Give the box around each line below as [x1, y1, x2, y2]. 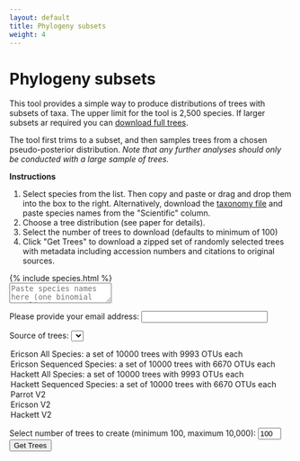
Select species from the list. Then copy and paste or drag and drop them [22, 189, 292, 199]
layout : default [9, 13, 70, 22]
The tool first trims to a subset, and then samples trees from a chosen [9, 135, 268, 146]
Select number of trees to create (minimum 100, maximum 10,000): [9, 428, 256, 439]
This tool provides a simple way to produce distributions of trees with [9, 98, 266, 109]
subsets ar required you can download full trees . [9, 118, 189, 129]
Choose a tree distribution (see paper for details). [22, 217, 206, 228]
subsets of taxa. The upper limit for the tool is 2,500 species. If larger [9, 108, 266, 119]
